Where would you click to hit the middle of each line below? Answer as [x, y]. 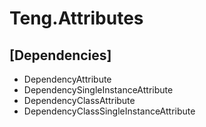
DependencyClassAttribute [79, 100]
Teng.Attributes [76, 18]
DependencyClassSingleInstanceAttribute [109, 111]
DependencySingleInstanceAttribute [98, 90]
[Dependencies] [60, 55]
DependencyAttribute [67, 79]
